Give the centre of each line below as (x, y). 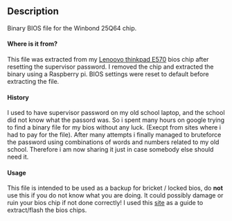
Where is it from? (32, 44)
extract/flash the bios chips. (47, 210)
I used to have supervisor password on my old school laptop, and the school (116, 113)
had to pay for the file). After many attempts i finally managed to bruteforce (114, 135)
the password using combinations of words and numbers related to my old (113, 142)
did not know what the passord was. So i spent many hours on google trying (116, 120)
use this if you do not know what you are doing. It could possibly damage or (115, 195)
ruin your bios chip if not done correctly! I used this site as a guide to (105, 203)
